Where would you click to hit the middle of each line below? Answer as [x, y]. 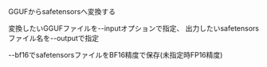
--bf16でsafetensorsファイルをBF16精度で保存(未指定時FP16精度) [116, 55]
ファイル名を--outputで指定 [54, 38]
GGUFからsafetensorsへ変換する [62, 11]
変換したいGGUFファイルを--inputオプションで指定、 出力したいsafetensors [133, 28]
